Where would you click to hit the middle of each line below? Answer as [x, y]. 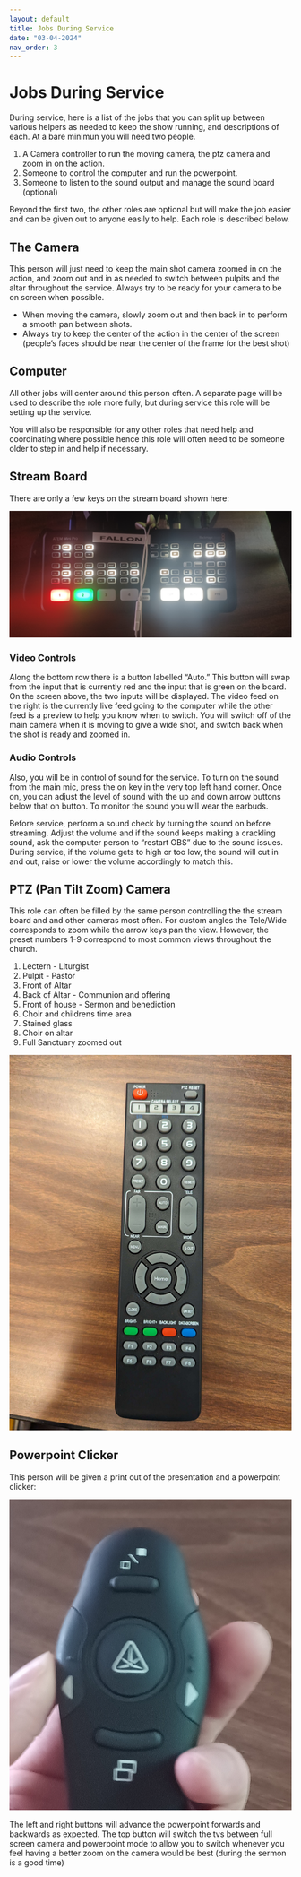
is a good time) [37, 1862]
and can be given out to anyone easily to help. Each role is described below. [150, 219]
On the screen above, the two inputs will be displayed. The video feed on [144, 696]
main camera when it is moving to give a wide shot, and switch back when [146, 725]
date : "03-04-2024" [46, 38]
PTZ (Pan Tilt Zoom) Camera [90, 890]
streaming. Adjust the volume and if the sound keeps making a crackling [142, 833]
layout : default [39, 19]
